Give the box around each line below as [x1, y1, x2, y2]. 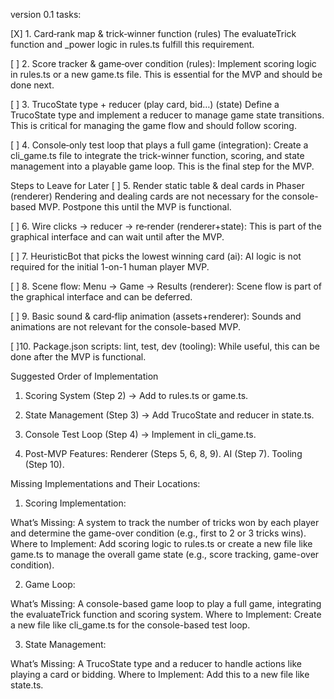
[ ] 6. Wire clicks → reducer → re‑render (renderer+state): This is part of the [10, 220, 322, 232]
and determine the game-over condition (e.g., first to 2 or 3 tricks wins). [10, 527, 307, 539]
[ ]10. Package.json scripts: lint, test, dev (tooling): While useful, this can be [10, 340, 320, 352]
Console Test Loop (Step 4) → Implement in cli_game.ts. [24, 429, 257, 440]
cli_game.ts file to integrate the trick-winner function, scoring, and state [10, 150, 305, 161]
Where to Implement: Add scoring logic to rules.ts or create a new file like [10, 538, 313, 549]
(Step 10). [24, 459, 65, 470]
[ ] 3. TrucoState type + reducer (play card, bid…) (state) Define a [10, 99, 280, 110]
